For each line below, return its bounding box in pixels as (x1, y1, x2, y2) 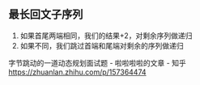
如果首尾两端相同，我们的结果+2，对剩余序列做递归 (19, 31, 193, 40)
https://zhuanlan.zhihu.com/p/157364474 (8, 67, 147, 77)
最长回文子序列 (8, 7, 83, 22)
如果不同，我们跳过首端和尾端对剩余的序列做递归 (19, 40, 184, 50)
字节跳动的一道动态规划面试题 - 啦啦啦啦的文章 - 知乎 (8, 57, 186, 67)
